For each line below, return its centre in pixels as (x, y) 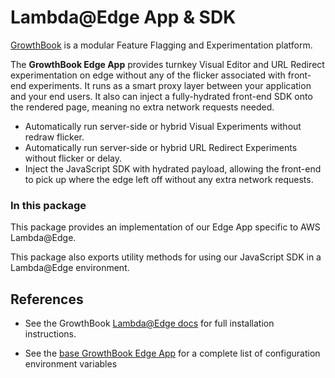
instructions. (50, 334)
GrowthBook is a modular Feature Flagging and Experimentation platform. (161, 45)
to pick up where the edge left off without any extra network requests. (169, 179)
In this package (48, 205)
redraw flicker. (54, 137)
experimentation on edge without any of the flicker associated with (148, 75)
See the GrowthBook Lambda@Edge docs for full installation (149, 323)
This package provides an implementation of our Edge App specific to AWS (165, 227)
